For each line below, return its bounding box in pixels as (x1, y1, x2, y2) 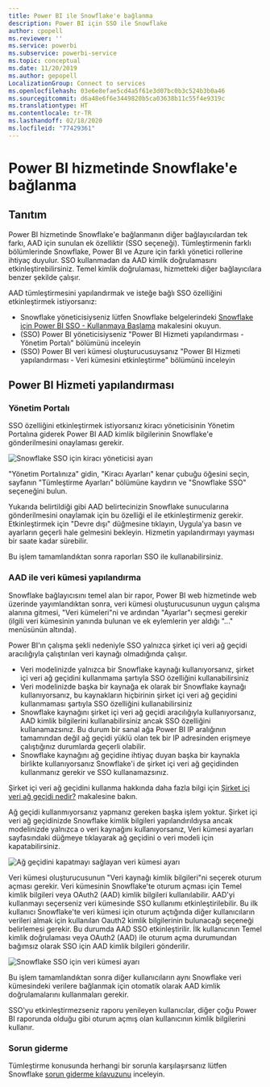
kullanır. (8, 1022, 35, 1032)
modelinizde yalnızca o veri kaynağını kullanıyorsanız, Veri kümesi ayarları (8, 824, 254, 834)
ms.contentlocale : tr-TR (8, 110, 92, 118)
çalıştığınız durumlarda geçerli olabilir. (19, 741, 147, 751)
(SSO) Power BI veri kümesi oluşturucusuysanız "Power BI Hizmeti (19, 346, 240, 356)
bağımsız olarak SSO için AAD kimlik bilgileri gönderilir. (8, 941, 191, 951)
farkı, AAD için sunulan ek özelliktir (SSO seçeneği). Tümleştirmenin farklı (8, 238, 251, 248)
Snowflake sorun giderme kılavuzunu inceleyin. (8, 1069, 165, 1079)
